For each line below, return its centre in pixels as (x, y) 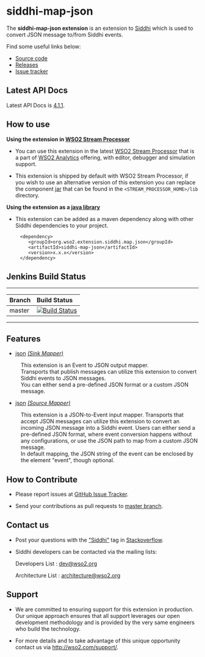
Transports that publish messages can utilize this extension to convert (109, 372)
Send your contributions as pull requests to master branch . (89, 506)
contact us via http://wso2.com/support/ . (67, 647)
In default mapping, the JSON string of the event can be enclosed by (107, 454)
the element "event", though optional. (67, 460)
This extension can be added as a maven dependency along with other (104, 219)
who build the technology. (48, 629)
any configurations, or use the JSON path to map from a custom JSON (109, 441)
